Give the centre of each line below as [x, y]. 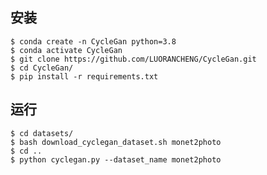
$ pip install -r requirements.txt [84, 76]
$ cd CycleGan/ [42, 68]
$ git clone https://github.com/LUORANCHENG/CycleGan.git [133, 59]
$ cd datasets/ [42, 133]
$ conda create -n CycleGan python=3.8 [93, 41]
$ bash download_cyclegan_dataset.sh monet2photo [116, 142]
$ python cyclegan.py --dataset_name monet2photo [116, 159]
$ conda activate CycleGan [66, 50]
